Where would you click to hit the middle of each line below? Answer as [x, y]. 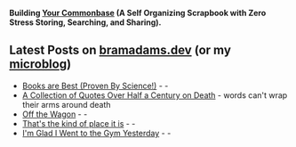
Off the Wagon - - [55, 114]
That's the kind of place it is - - [79, 123]
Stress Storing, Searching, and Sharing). [85, 22]
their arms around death [66, 104]
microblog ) [40, 65]
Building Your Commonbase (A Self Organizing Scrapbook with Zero [138, 13]
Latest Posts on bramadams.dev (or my [120, 50]
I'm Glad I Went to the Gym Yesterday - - [96, 133]
